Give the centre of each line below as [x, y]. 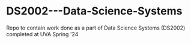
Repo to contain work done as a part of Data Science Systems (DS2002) [96, 28]
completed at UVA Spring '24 [42, 34]
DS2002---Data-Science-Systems [94, 11]
